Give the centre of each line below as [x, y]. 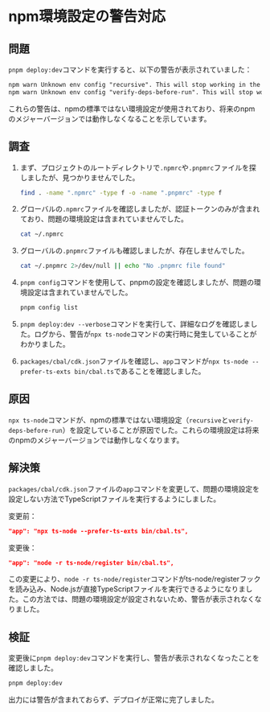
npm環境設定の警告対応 [87, 16]
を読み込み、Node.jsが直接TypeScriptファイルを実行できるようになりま [127, 589]
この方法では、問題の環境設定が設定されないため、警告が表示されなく [138, 599]
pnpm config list [49, 308]
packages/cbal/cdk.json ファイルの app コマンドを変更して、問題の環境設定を [134, 488]
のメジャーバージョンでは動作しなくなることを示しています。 [110, 118]
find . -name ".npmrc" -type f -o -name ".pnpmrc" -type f [121, 193]
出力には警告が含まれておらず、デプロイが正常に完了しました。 [113, 700]
